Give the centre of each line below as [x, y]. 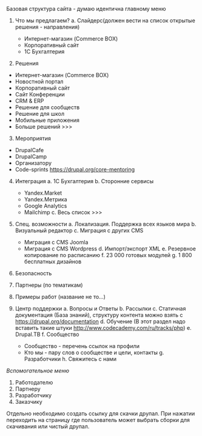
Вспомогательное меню [38, 371]
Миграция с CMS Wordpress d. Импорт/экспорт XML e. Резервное [110, 249]
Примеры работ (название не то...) [60, 297]
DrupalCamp [31, 156]
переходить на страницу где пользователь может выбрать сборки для [98, 420]
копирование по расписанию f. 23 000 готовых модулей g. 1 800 [108, 255]
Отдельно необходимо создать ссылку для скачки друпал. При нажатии [101, 414]
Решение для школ [40, 114]
